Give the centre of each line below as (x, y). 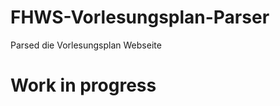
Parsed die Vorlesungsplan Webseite (86, 45)
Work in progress (83, 85)
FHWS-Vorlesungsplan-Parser (140, 17)
